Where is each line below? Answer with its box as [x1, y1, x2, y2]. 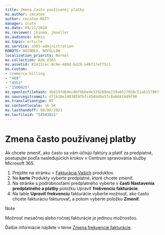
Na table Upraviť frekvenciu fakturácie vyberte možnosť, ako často [12, 190, 149, 197]
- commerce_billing [5, 71, 45, 76]
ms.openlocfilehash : [5, 89, 48, 94]
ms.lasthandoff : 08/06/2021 [5, 108, 63, 113]
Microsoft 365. [5, 160, 35, 166]
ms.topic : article [5, 39, 43, 44]
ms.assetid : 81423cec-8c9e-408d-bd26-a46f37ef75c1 [5, 62, 111, 67]
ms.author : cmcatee [5, 12, 45, 17]
